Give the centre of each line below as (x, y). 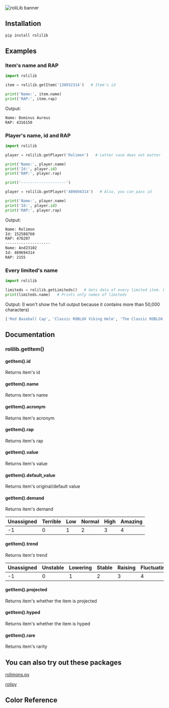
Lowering (80, 568)
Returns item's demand (29, 509)
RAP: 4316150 (19, 122)
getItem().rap (20, 430)
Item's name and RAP (32, 65)
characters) (17, 310)
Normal (90, 522)
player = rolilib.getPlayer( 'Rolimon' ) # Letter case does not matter (83, 155)
